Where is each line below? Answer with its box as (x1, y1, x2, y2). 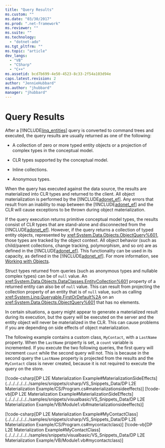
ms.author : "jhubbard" (5, 85, 52, 90)
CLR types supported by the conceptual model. (12, 157, 108, 163)
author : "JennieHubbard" (5, 81, 56, 85)
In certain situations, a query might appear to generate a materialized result (5, 309, 158, 315)
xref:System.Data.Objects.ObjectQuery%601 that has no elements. (5, 299, 140, 305)
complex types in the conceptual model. (12, 148, 94, 154)
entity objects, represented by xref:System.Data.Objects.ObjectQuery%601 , (5, 232, 159, 238)
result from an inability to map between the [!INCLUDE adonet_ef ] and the (5, 202, 154, 207)
